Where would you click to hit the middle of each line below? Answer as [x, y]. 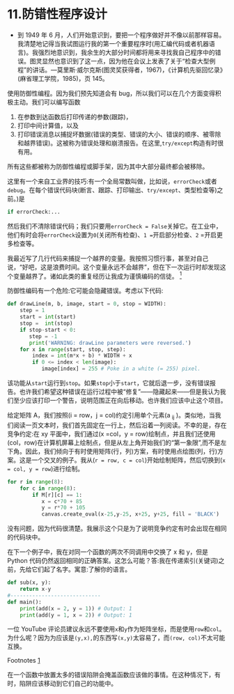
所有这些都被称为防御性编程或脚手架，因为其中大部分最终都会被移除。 [108, 166]
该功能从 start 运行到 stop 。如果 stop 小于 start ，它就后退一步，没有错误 [109, 383]
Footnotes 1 [24, 661]
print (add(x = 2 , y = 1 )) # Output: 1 [76, 608]
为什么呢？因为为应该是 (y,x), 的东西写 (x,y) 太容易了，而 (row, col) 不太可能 [116, 638]
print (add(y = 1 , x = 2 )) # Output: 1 [76, 615]
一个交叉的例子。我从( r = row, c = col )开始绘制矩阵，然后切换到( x [128, 460]
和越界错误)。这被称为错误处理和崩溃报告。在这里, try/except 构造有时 [117, 143]
